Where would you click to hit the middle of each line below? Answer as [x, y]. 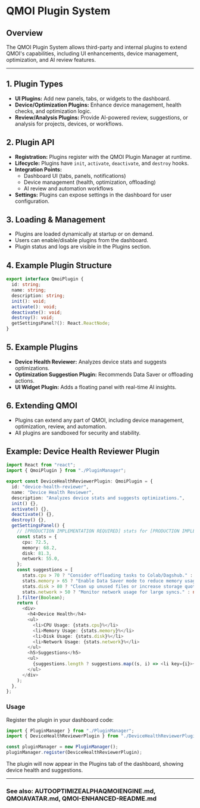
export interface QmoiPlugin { [45, 279]
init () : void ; [29, 301]
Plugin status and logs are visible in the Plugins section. [83, 247]
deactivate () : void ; [37, 312]
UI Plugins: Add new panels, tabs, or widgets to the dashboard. [93, 98]
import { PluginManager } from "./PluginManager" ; [70, 731]
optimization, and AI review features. [51, 60]
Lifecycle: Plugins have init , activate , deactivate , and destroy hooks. [102, 163]
